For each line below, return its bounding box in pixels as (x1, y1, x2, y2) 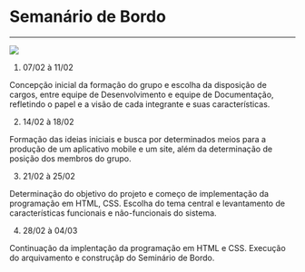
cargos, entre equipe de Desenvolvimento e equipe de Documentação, (9, 89, 274, 100)
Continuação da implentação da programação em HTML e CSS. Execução (9, 242, 286, 253)
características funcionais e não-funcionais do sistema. (9, 207, 217, 219)
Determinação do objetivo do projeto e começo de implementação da (9, 188, 270, 199)
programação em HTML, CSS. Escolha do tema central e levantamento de (9, 198, 286, 209)
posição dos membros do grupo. (9, 152, 132, 164)
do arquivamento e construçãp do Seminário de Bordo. (9, 252, 215, 263)
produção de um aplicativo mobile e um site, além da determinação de (9, 143, 273, 154)
